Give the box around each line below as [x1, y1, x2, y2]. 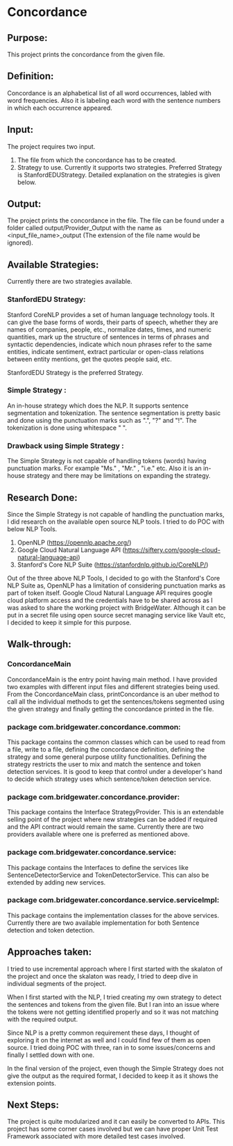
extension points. [7, 1079, 57, 1087]
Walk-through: [7, 638, 71, 650]
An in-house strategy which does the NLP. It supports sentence [7, 401, 189, 410]
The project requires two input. [7, 142, 96, 150]
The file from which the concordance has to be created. [17, 156, 177, 164]
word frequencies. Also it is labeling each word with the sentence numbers [7, 96, 221, 104]
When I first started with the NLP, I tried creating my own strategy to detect [7, 992, 222, 1001]
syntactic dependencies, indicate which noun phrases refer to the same [7, 340, 212, 348]
